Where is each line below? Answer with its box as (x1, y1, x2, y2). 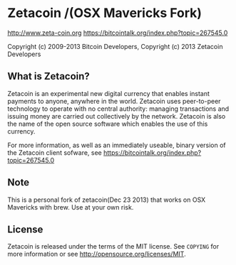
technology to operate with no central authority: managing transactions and (7, 104, 230, 113)
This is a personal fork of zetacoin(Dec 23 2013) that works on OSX (7, 195, 206, 204)
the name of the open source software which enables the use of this (7, 119, 208, 128)
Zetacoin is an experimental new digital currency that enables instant (7, 89, 210, 97)
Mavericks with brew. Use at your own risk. (7, 202, 134, 211)
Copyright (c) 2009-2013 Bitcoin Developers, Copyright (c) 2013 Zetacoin (7, 42, 223, 50)
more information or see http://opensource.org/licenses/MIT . (7, 250, 187, 259)
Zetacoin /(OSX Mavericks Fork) (7, 5, 202, 21)
